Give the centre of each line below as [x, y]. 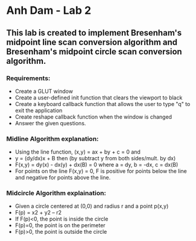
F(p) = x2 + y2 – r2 [38, 213]
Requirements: [28, 78]
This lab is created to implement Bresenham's [94, 33]
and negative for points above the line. [63, 178]
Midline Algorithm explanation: [52, 139]
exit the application [39, 110]
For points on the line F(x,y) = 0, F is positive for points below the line [101, 171]
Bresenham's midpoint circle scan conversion [94, 52]
